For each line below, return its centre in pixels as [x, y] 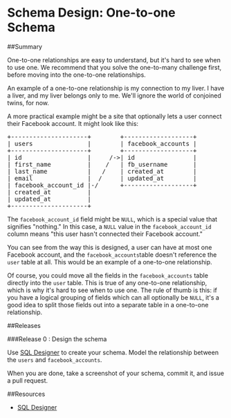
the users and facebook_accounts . [55, 360]
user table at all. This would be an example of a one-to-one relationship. [110, 262]
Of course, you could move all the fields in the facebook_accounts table [108, 275]
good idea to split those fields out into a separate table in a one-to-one [108, 305]
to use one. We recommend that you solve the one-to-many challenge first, [114, 67]
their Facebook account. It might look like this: [73, 123]
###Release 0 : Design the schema [57, 339]
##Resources [26, 394]
